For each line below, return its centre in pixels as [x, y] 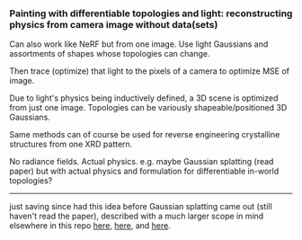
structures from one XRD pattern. [71, 144]
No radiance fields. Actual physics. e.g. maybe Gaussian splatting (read [142, 162]
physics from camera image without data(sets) [114, 24]
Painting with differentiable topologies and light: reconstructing [151, 13]
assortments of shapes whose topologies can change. [110, 54]
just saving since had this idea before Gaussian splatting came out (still [141, 207]
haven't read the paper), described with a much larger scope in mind [137, 216]
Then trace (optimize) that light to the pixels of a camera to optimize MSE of [150, 71]
